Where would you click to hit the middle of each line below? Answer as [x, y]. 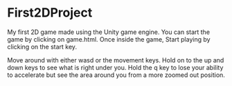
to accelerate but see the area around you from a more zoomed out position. [116, 75]
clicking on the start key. [42, 46]
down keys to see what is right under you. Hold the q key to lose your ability [115, 67]
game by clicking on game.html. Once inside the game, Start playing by [109, 39]
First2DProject [50, 13]
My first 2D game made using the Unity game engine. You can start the [108, 32]
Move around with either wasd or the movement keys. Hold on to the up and [116, 60]
